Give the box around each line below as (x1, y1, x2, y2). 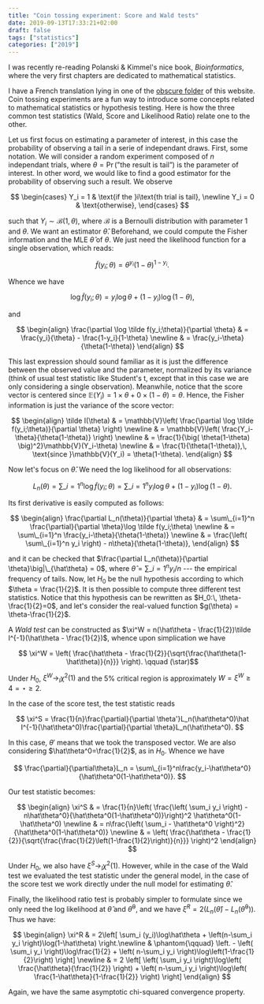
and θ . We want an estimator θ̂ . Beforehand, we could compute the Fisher (8, 226, 248, 236)
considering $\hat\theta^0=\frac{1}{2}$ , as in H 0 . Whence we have (8, 746, 225, 757)
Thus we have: (8, 914, 56, 924)
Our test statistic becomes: (8, 786, 96, 797)
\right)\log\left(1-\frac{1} (177, 946, 255, 956)
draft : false (8, 26, 51, 34)
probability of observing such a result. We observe (8, 177, 173, 186)
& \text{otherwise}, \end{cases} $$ (76, 200, 189, 210)
